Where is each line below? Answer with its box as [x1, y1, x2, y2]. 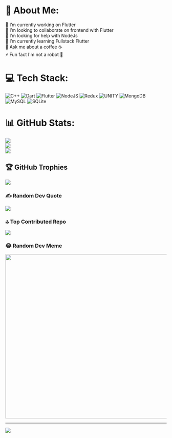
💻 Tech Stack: [5, 72, 69, 84]
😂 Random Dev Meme [5, 242, 62, 249]
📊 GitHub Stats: [5, 117, 75, 129]
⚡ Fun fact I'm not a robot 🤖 [5, 51, 63, 57]
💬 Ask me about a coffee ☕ [5, 44, 62, 50]
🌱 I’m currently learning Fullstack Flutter [5, 38, 90, 44]
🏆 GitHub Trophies [5, 163, 68, 172]
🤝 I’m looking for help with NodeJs [5, 32, 78, 38]
